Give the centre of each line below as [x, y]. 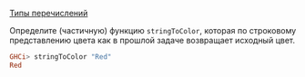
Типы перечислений [49, 13]
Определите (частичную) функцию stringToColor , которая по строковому [153, 30]
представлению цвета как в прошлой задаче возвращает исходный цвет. [152, 40]
